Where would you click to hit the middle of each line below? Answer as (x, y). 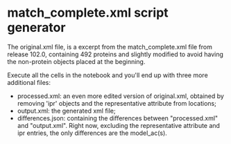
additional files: (29, 82)
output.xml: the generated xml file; (66, 111)
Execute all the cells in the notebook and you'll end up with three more (108, 75)
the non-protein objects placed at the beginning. (76, 61)
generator (36, 27)
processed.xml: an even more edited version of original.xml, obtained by (120, 96)
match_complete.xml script (88, 13)
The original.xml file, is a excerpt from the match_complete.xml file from (110, 47)
